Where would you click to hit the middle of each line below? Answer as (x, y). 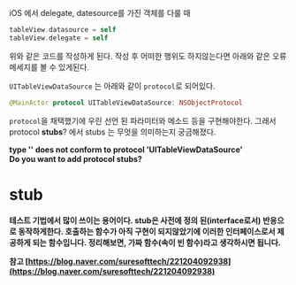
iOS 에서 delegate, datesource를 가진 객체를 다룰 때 (100, 13)
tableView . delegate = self (59, 38)
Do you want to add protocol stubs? (76, 158)
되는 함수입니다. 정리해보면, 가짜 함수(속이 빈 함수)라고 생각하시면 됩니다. (156, 243)
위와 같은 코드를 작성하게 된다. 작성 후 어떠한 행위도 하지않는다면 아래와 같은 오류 (148, 56)
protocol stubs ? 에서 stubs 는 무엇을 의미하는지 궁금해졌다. (113, 132)
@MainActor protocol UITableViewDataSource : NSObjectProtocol (126, 103)
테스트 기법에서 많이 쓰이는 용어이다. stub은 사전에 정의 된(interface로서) (135, 220)
